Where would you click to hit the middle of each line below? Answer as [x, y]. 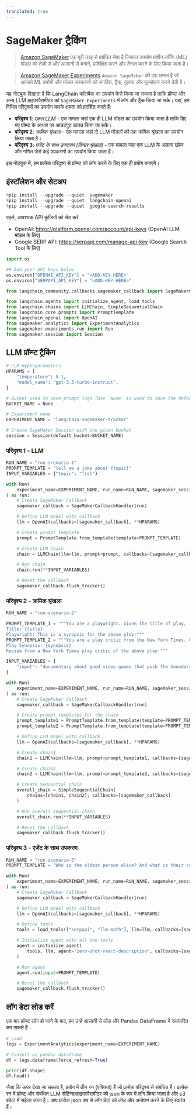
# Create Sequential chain [49, 784]
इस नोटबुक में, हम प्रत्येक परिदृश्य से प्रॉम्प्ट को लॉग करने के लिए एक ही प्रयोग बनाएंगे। [83, 163]
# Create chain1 [36, 752]
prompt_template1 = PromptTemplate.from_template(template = [91, 721]
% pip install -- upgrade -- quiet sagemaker [60, 195]
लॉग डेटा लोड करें [30, 1007]
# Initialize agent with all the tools [65, 940]
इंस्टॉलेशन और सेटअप [36, 182]
